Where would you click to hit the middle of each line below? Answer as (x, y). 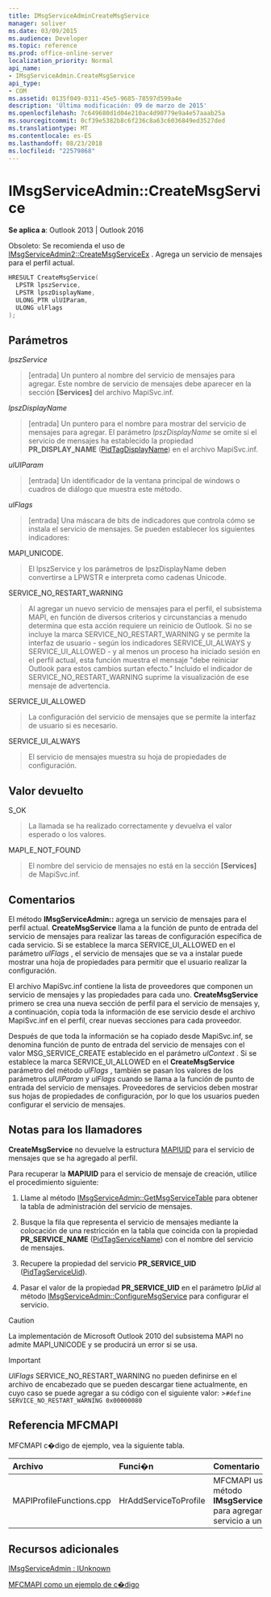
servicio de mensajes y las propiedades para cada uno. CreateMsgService (133, 994)
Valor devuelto (46, 791)
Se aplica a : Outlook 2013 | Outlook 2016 (76, 230)
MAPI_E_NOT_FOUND (45, 850)
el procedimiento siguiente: (54, 1182)
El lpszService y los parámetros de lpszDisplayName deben (127, 569)
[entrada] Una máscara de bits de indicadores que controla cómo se (142, 520)
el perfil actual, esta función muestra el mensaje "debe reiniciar (133, 660)
